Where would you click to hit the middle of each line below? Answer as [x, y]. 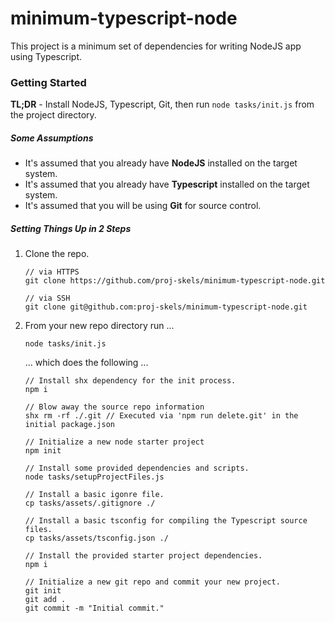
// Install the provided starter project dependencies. [143, 556]
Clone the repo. [57, 254]
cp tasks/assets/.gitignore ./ [90, 503]
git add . [45, 600]
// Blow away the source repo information [114, 407]
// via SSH [47, 298]
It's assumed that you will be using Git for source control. [143, 206]
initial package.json [69, 425]
